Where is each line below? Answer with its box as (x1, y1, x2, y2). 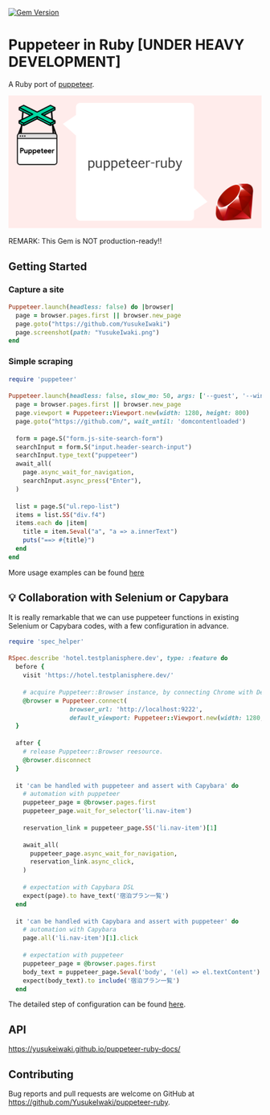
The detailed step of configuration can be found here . (8, 999, 186, 1009)
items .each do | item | (15, 519, 88, 527)
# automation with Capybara (22, 925, 117, 934)
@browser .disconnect (22, 756, 92, 764)
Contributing (8, 1068, 74, 1081)
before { (15, 663, 45, 671)
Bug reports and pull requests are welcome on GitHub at (8, 1089, 195, 1099)
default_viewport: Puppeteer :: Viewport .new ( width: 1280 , (69, 714, 264, 722)
